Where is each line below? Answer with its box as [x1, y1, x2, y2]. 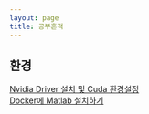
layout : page [9, 13, 59, 23]
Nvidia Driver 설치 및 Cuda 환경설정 [9, 84, 140, 95]
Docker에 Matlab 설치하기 [9, 95, 104, 106]
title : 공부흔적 [9, 22, 64, 31]
